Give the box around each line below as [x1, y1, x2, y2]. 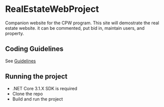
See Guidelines [5, 58, 36, 64]
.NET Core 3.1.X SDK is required [12, 85, 78, 91]
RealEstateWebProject [5, 3, 99, 15]
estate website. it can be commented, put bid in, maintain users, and [5, 25, 145, 31]
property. [5, 30, 24, 36]
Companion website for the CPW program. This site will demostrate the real [5, 20, 160, 26]
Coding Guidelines [5, 45, 63, 53]
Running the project [5, 72, 68, 81]
